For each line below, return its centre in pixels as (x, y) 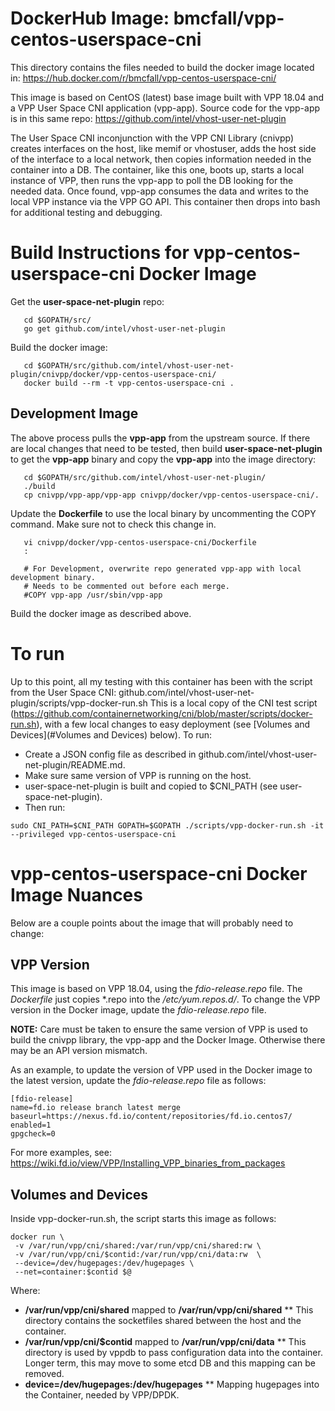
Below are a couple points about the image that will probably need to (152, 923)
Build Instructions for (100, 253)
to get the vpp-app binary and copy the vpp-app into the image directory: (163, 459)
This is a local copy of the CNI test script (233, 703)
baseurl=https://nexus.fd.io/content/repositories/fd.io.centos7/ (151, 1117)
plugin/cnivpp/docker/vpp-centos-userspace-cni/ (113, 374)
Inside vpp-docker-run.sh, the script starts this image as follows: (143, 1219)
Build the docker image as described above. (101, 613)
